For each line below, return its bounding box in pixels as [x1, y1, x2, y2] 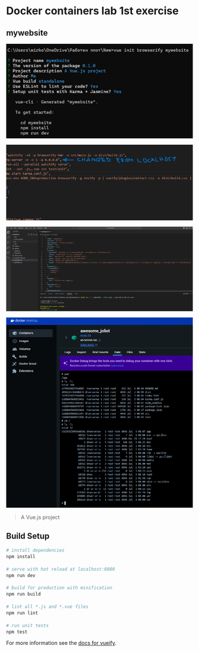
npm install [6, 554, 36, 560]
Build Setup [6, 531, 50, 541]
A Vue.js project [20, 514, 60, 521]
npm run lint [6, 610, 38, 616]
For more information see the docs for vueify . [6, 640, 117, 647]
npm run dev [6, 573, 36, 578]
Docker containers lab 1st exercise [6, 4, 179, 18]
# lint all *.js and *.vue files [6, 604, 89, 610]
